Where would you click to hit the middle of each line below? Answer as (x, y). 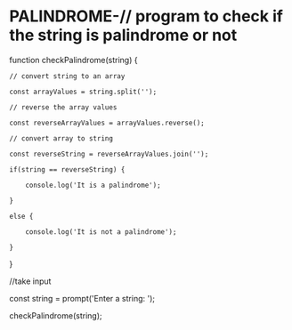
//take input (30, 281)
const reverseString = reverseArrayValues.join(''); (109, 154)
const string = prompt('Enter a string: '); (82, 298)
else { (21, 216)
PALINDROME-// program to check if (146, 16)
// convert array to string (61, 138)
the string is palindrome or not (123, 35)
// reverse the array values (63, 107)
